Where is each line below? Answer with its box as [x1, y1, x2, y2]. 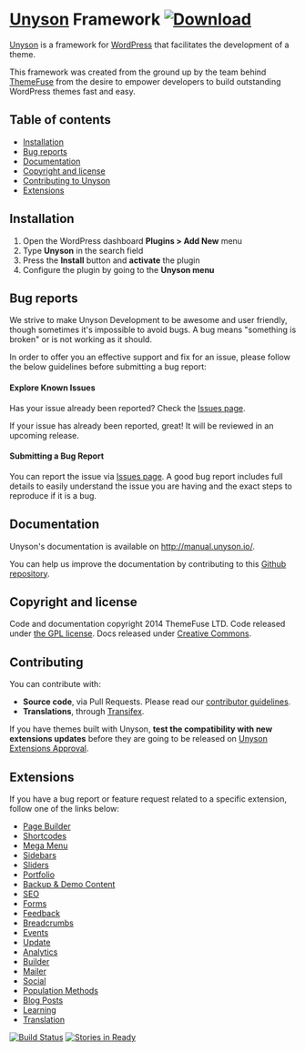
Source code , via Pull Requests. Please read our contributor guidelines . [22, 696, 291, 707]
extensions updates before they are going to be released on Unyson [9, 733, 269, 744]
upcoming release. [9, 430, 80, 440]
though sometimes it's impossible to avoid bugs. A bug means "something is [9, 324, 297, 336]
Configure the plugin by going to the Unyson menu [22, 264, 215, 275]
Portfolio [22, 869, 56, 880]
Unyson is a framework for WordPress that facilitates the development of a [9, 39, 290, 50]
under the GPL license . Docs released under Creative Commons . [9, 628, 252, 639]
